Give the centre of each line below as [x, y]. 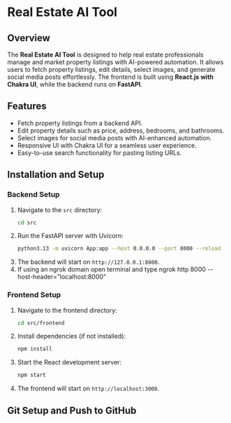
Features [27, 106]
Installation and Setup [56, 175]
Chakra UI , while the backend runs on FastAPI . [75, 84]
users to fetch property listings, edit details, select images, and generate [111, 69]
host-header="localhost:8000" [62, 277]
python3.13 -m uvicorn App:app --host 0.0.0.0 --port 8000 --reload [119, 248]
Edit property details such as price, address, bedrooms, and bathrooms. [121, 131]
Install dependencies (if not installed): [72, 336]
